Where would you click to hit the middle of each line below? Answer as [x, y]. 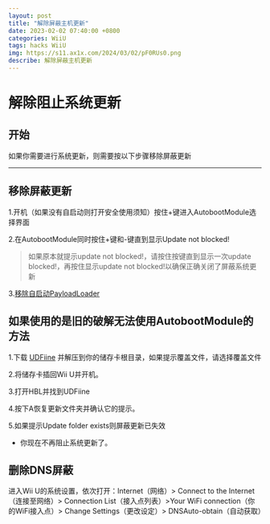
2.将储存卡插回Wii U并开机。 [55, 374]
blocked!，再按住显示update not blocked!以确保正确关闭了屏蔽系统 [139, 266]
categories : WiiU [37, 38]
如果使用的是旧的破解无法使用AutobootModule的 [131, 321]
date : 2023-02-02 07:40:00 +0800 [64, 31]
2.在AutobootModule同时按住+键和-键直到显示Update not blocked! [119, 239]
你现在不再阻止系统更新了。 [66, 442]
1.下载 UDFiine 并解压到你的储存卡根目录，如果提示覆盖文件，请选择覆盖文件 [135, 357]
